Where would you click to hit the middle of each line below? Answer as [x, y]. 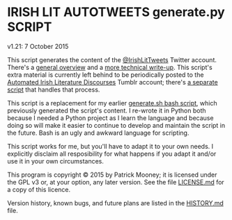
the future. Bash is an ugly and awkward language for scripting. [98, 133]
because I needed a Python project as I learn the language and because [110, 118]
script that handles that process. [54, 89]
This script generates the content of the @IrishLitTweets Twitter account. [112, 59]
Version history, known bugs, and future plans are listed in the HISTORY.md [116, 203]
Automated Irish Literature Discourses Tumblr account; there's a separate [113, 82]
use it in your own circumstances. [56, 161]
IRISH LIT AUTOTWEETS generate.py [116, 12]
